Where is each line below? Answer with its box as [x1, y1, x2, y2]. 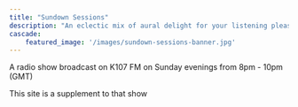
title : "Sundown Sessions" [9, 12, 109, 22]
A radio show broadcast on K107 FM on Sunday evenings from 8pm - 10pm [9, 62, 284, 73]
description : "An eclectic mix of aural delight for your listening [9, 21, 268, 30]
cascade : [9, 29, 42, 38]
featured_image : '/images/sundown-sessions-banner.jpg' [25, 37, 237, 47]
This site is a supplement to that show [9, 88, 148, 99]
